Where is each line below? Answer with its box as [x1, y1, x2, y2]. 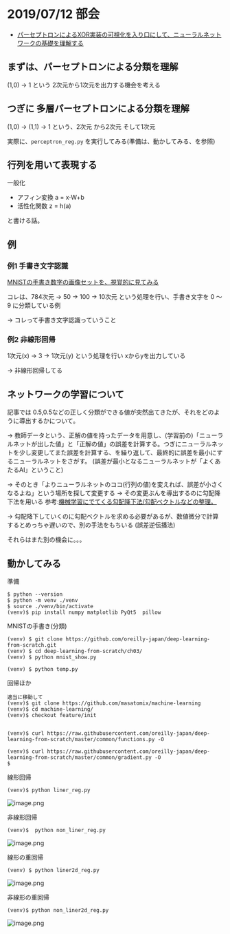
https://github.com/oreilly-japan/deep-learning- [65, 635, 211, 643]
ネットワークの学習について [7, 388, 125, 400]
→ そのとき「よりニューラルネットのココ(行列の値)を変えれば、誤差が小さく [7, 480, 224, 489]
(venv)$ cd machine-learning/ [7, 705, 94, 713]
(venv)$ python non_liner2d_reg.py [7, 906, 109, 913]
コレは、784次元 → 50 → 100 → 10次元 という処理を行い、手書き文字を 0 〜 [7, 293, 222, 301]
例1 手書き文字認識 [7, 261, 69, 271]
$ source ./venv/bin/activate [7, 603, 94, 610]
